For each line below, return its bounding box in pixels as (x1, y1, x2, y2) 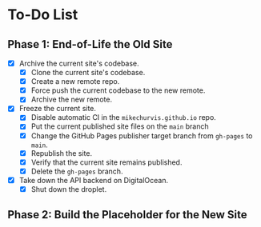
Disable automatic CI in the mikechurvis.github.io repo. (30, 113, 217, 122)
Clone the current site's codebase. (30, 68, 146, 78)
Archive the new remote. (30, 94, 113, 105)
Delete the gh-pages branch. (30, 166, 123, 176)
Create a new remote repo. (30, 77, 120, 86)
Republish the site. (30, 148, 93, 157)
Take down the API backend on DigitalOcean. (18, 175, 169, 185)
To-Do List (7, 6, 78, 24)
